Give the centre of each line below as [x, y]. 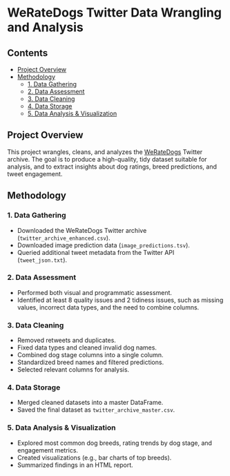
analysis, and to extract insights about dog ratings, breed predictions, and [112, 166]
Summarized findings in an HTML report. [75, 465]
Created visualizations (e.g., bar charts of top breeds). [94, 457]
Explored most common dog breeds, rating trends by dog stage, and [115, 443]
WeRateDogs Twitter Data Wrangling [115, 13]
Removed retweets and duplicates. [66, 341]
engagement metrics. [47, 450]
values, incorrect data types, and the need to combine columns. [108, 307]
